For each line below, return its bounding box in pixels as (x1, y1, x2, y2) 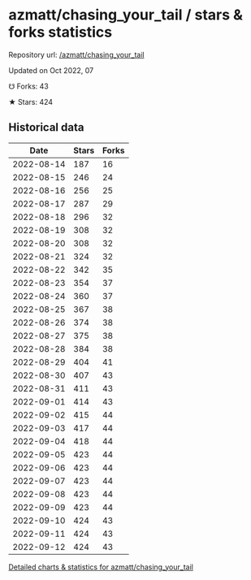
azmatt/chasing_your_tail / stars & (8, 6, 244, 24)
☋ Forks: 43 (8, 81, 49, 91)
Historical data (8, 120, 84, 135)
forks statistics (8, 23, 112, 41)
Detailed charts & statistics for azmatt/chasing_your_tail (8, 562, 193, 572)
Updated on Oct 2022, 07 (8, 65, 94, 75)
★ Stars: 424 (8, 97, 54, 106)
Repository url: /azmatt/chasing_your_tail (8, 50, 145, 59)
